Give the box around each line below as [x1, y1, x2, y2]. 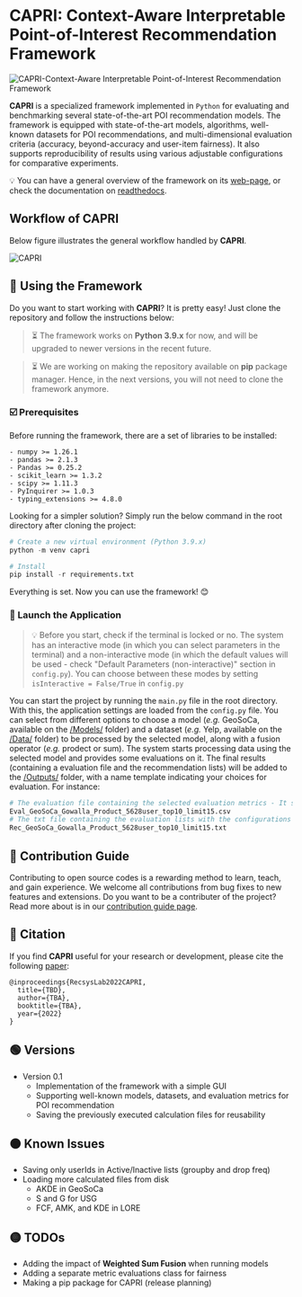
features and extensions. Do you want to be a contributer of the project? [9, 891, 277, 902]
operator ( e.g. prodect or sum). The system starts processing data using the [9, 742, 291, 753]
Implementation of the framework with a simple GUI [35, 1080, 227, 1091]
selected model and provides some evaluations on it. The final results [9, 752, 267, 763]
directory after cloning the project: [9, 520, 137, 530]
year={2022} [17, 1008, 63, 1018]
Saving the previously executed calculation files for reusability [35, 1109, 266, 1120]
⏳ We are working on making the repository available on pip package [31, 360, 288, 371]
